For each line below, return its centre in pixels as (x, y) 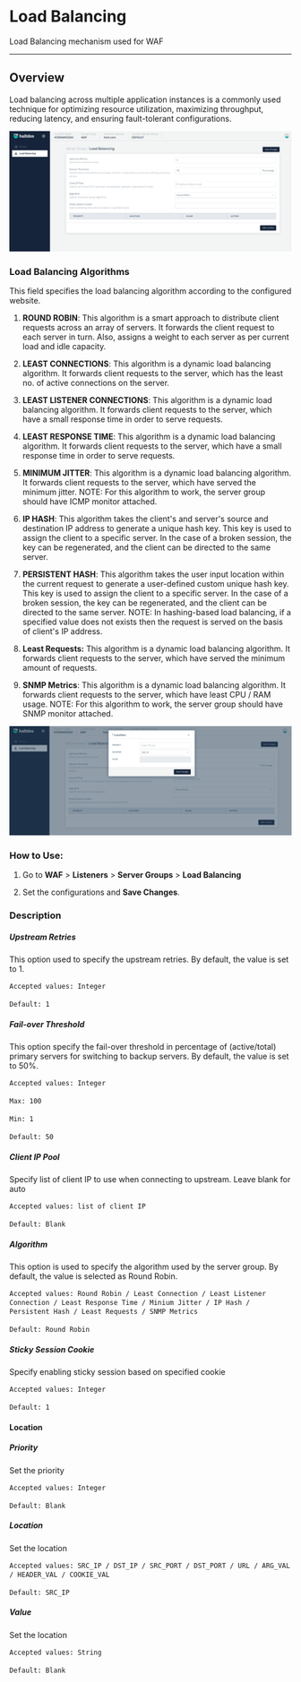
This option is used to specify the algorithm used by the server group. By (144, 1267)
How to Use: (36, 855)
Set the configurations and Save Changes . (101, 892)
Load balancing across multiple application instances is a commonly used (145, 99)
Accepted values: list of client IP (77, 1206)
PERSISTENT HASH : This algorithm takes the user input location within (153, 574)
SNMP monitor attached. (68, 714)
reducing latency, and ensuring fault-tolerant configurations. (120, 118)
